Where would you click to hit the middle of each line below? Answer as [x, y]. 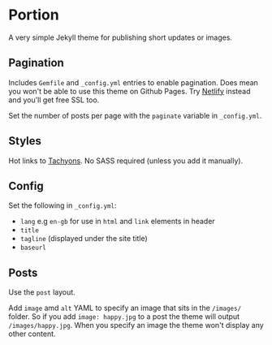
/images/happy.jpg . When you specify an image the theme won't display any [136, 326]
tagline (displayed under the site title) [84, 239]
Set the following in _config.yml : [63, 205]
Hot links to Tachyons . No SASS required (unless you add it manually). [126, 161]
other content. [32, 334]
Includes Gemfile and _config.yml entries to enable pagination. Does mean [133, 82]
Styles [25, 141]
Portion [34, 15]
